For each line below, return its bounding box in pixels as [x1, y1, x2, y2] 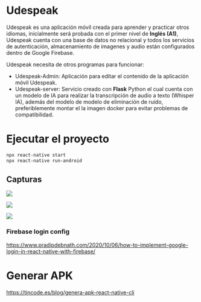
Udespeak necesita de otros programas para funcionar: [6, 61, 144, 68]
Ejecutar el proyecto [6, 132, 110, 146]
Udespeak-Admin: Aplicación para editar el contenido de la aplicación [14, 72, 189, 80]
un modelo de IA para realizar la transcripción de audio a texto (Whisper [14, 92, 194, 99]
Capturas [6, 174, 42, 184]
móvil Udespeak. [14, 79, 57, 86]
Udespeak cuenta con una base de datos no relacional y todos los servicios [6, 36, 195, 43]
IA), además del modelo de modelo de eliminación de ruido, [14, 98, 164, 105]
